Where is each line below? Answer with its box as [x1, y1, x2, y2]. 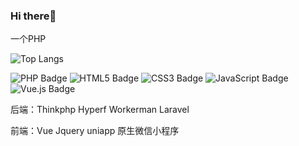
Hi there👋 [10, 9, 57, 23]
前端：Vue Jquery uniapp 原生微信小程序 [10, 125, 180, 137]
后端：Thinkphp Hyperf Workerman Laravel [10, 104, 190, 116]
